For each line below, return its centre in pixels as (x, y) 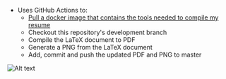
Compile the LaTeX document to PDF (82, 40)
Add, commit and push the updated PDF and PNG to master (115, 55)
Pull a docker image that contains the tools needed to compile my (123, 17)
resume (39, 25)
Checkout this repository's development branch (97, 32)
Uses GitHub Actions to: (53, 10)
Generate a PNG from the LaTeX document (90, 47)
